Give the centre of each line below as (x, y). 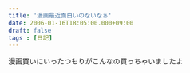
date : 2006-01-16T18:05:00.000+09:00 (71, 23)
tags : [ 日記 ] (31, 38)
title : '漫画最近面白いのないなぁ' (60, 15)
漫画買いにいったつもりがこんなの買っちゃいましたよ (96, 61)
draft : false (30, 30)
